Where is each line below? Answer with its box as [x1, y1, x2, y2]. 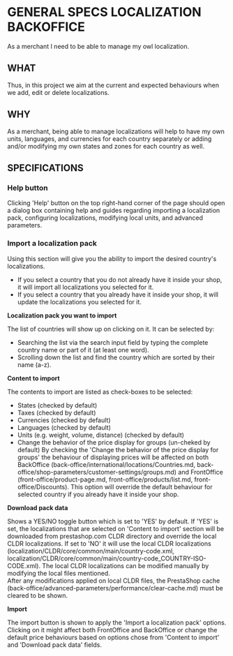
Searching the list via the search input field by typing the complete [17, 338, 209, 346]
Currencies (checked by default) [17, 416, 111, 424]
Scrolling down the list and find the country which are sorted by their [17, 353, 215, 361]
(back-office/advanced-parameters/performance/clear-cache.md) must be [7, 583, 223, 592]
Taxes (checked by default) [17, 408, 96, 417]
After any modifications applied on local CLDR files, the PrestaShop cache [7, 576, 220, 585]
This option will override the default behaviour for [70, 482, 213, 491]
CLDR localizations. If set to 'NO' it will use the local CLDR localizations [7, 539, 211, 548]
